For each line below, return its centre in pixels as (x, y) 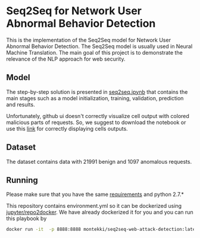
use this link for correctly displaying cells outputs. (67, 128)
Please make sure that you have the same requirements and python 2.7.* (95, 195)
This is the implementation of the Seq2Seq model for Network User (89, 40)
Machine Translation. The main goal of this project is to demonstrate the (94, 52)
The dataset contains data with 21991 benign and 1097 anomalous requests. (99, 161)
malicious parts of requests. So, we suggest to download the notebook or (96, 122)
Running (22, 180)
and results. (21, 104)
